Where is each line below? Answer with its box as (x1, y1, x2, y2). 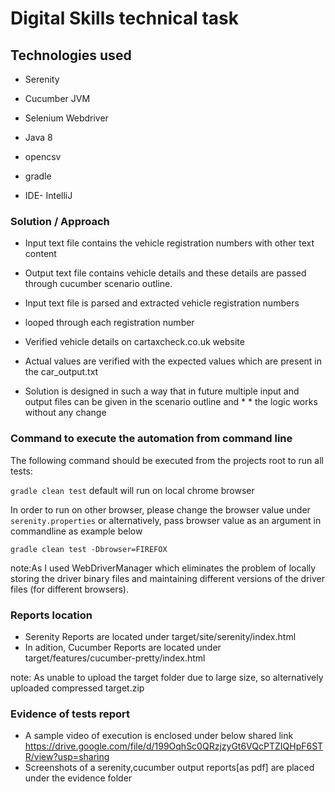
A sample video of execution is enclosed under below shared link (24, 730, 294, 742)
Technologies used (10, 47, 132, 64)
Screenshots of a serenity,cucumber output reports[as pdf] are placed (24, 762, 315, 774)
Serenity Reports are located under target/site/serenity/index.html (24, 630, 297, 642)
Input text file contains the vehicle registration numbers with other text (24, 237, 315, 249)
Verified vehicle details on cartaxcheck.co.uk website (24, 336, 245, 348)
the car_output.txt (24, 366, 99, 378)
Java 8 (24, 132, 53, 143)
